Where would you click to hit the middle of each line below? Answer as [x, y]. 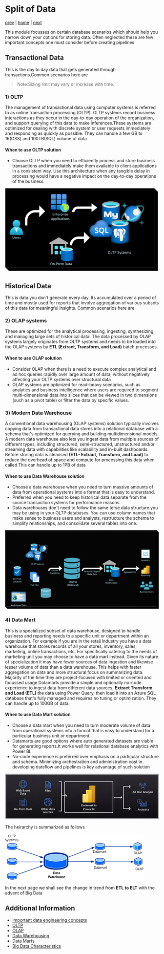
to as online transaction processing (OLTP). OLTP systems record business [80, 113]
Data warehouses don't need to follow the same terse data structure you [85, 508]
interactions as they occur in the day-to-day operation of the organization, [80, 118]
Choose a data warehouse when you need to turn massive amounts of [83, 487]
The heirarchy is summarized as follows [45, 827]
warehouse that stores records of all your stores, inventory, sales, [71, 646]
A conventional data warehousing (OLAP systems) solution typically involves [82, 423]
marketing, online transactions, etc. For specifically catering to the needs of [81, 651]
